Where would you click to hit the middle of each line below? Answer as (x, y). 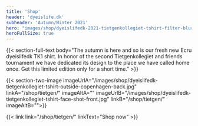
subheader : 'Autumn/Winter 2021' (47, 22)
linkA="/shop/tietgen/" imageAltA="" (51, 93)
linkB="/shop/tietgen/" (138, 99)
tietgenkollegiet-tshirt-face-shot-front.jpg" (58, 99)
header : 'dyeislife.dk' (35, 17)
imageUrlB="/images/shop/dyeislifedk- (143, 93)
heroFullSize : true (30, 34)
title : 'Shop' (24, 11)
